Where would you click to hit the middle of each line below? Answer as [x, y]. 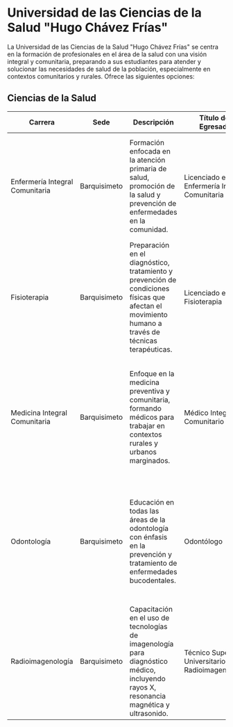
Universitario [205, 661]
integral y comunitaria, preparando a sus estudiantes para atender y [104, 61]
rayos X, [143, 687]
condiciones [149, 288]
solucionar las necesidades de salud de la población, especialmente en [109, 69]
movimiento [148, 314]
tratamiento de [153, 563]
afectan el [146, 306]
